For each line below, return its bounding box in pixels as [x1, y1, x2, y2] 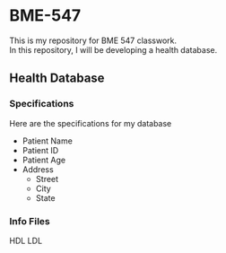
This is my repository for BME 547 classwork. [9, 35, 178, 46]
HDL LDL [9, 235, 43, 246]
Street [35, 173, 59, 184]
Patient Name [22, 135, 74, 146]
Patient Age [22, 154, 65, 165]
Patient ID [22, 144, 59, 155]
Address [22, 163, 54, 175]
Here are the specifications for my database [9, 118, 172, 128]
